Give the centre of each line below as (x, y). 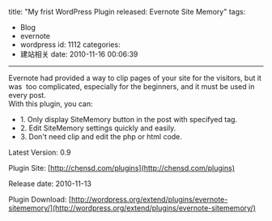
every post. (27, 95)
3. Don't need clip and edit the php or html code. (101, 136)
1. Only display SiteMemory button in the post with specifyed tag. (128, 119)
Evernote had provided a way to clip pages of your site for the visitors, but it (135, 78)
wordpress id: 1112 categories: (70, 45)
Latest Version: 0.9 (40, 152)
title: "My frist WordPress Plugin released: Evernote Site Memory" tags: (127, 12)
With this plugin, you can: (51, 104)
